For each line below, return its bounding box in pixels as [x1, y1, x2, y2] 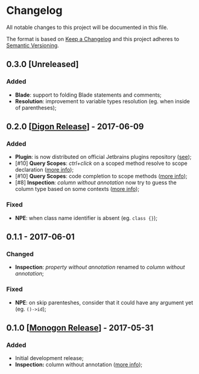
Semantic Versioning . [6, 42, 59, 49]
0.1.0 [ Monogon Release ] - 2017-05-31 [6, 323, 154, 333]
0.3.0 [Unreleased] [6, 59, 80, 69]
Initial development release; [14, 355, 84, 362]
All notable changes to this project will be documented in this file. [6, 24, 169, 31]
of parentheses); [14, 104, 57, 111]
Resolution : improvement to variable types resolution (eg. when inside [14, 97, 190, 105]
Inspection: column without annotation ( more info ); [14, 361, 143, 369]
